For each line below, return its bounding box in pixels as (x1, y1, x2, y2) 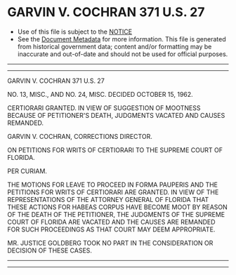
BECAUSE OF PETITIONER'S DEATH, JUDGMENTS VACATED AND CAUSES (7, 111, 225, 119)
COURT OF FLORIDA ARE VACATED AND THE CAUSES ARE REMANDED (7, 217, 216, 226)
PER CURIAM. (7, 166, 48, 175)
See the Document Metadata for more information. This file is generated (17, 34, 226, 43)
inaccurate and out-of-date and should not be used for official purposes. (17, 50, 228, 58)
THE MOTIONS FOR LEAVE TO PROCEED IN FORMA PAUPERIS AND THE (7, 180, 218, 189)
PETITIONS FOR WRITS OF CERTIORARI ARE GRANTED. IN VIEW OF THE (7, 187, 219, 196)
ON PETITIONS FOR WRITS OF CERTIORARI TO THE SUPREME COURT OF (7, 145, 223, 154)
